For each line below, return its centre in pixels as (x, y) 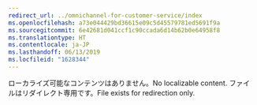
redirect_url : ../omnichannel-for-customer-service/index (105, 15)
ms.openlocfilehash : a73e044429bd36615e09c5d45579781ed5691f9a (114, 23)
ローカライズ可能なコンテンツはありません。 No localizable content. (118, 83)
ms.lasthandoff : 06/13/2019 (54, 52)
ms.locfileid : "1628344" (49, 60)
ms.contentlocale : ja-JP (49, 45)
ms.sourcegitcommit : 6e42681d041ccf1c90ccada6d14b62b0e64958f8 (114, 30)
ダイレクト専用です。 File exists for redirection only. (112, 92)
